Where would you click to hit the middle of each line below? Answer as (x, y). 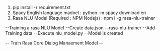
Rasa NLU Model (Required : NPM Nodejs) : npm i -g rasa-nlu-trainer (84, 18)
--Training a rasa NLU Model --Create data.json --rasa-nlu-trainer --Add (80, 28)
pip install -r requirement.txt (42, 7)
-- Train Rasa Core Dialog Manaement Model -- (54, 43)
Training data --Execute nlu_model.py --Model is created (64, 33)
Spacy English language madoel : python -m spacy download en (79, 13)
